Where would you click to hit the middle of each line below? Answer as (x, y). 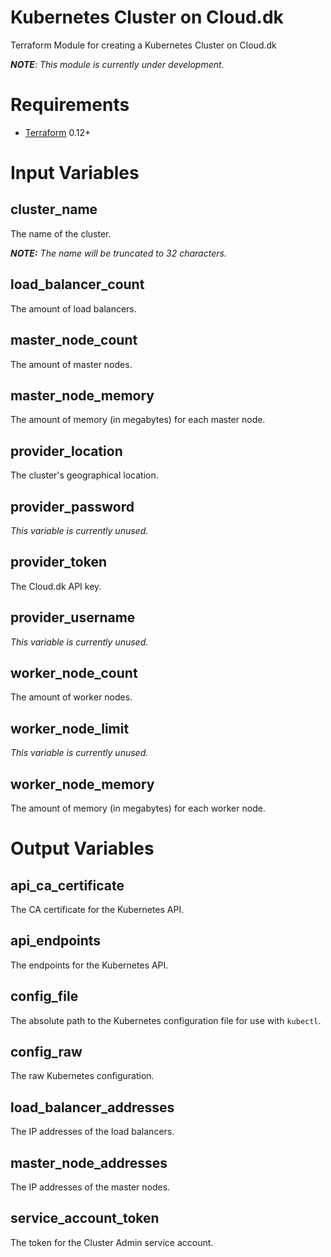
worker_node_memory (82, 784)
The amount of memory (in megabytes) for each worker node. (138, 808)
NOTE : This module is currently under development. (117, 64)
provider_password (72, 506)
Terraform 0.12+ (58, 132)
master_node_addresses (89, 1162)
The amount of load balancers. (73, 308)
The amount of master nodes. (71, 364)
